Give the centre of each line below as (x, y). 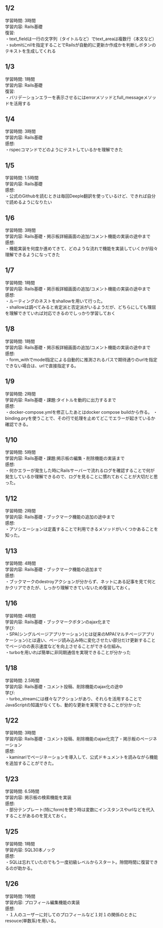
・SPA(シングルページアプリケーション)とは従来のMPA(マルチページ (73, 634)
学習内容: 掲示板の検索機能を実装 (38, 798)
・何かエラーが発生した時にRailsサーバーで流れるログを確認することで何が (80, 470)
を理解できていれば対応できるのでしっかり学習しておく (60, 313)
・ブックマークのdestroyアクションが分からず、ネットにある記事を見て (76, 581)
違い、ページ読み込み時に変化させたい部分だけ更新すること (96, 640)
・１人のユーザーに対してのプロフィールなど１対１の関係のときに (71, 914)
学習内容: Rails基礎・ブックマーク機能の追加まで (54, 569)
